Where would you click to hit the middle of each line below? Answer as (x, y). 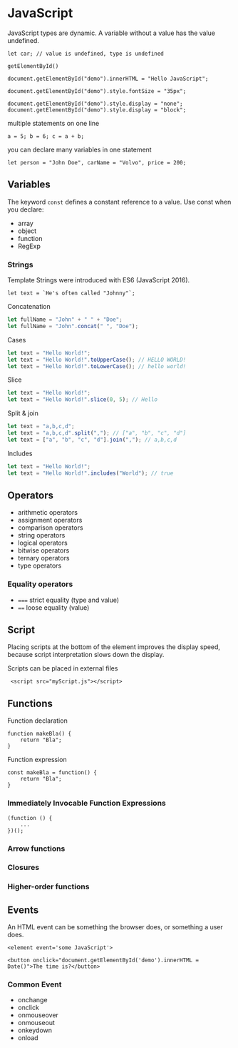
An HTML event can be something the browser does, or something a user (115, 927)
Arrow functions (36, 849)
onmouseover (38, 1015)
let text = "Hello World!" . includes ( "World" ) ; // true (90, 473)
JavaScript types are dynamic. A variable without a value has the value (112, 33)
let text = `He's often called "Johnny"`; (71, 293)
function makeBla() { (40, 734)
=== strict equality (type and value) (68, 600)
